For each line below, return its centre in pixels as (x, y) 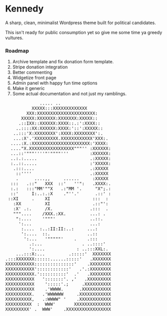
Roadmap (17, 51)
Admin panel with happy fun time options (55, 83)
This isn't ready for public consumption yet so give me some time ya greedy (84, 32)
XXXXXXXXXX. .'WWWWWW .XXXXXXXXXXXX (58, 294)
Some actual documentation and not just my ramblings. (69, 94)
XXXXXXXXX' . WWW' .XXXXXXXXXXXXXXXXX (58, 309)
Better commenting (32, 72)
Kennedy (25, 9)
